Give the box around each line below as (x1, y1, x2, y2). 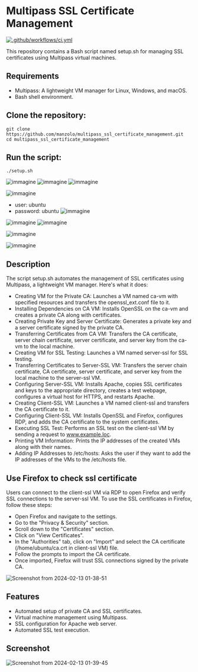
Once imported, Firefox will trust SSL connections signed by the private (14, 557, 189, 564)
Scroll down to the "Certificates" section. (14, 525, 115, 532)
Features (6, 592, 40, 602)
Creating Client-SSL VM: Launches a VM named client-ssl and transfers (14, 399, 190, 406)
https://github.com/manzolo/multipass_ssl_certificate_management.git (6, 131, 184, 137)
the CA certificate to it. (14, 406, 70, 413)
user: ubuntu (14, 201, 46, 208)
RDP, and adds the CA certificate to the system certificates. (14, 418, 160, 425)
